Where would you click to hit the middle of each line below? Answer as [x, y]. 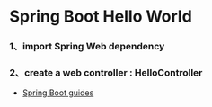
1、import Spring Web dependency [87, 47]
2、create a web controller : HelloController [106, 73]
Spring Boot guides [58, 93]
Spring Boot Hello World [101, 17]
